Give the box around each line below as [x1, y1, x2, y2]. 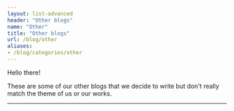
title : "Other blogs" [7, 29, 70, 37]
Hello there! [7, 68, 40, 77]
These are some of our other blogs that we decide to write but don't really [7, 82, 219, 90]
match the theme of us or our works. [7, 89, 112, 98]
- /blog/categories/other [7, 50, 82, 57]
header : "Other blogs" [7, 17, 73, 24]
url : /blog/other [7, 36, 58, 43]
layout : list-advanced [7, 10, 73, 17]
